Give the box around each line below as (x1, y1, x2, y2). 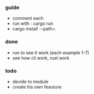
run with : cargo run (12, 20, 53, 26)
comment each (12, 15, 44, 21)
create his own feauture (12, 84, 61, 90)
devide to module (12, 79, 49, 85)
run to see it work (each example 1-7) (12, 49, 89, 56)
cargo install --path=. (12, 26, 56, 32)
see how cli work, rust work (12, 55, 69, 61)
